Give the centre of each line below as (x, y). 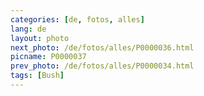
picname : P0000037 (48, 57)
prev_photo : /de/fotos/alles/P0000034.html (102, 66)
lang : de (28, 29)
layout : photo (40, 38)
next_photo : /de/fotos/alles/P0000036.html (102, 47)
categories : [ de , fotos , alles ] (77, 19)
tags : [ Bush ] (37, 76)
